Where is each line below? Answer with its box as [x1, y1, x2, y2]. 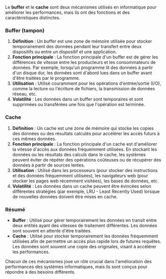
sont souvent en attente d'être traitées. [12, 227, 92, 233]
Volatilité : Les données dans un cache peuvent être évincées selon [12, 183, 152, 189]
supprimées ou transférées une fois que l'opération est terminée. [12, 102, 145, 108]
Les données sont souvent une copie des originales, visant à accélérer [12, 243, 157, 249]
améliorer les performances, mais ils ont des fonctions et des [5, 9, 130, 15]
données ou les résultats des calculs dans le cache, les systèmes [12, 151, 146, 158]
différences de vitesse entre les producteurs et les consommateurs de [12, 59, 156, 65]
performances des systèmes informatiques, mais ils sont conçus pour [5, 264, 148, 270]
